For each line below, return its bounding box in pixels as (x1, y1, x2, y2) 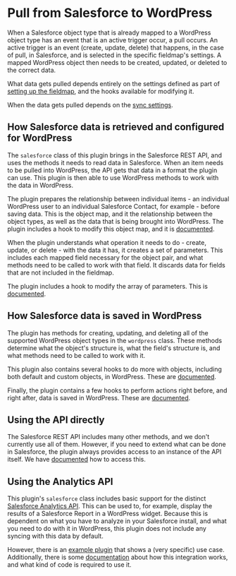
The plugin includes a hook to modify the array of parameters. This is (7, 282, 208, 290)
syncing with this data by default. (7, 532, 104, 541)
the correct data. (7, 66, 56, 74)
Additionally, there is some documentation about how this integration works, (7, 553, 228, 562)
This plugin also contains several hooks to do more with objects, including (7, 365, 222, 373)
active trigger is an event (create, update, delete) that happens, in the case (7, 43, 224, 52)
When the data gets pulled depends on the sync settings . (7, 100, 174, 109)
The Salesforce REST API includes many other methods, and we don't (7, 433, 210, 441)
